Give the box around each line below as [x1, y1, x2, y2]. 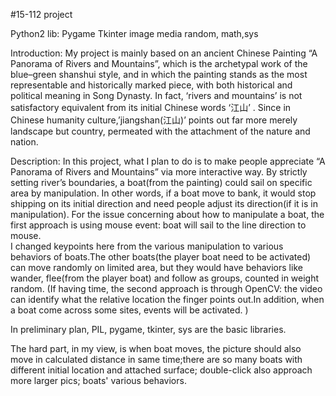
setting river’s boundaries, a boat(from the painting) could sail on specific [10, 177, 313, 188]
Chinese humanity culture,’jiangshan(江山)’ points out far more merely [10, 114, 298, 126]
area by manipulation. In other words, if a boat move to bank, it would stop [10, 187, 317, 199]
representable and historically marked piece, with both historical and [10, 79, 293, 91]
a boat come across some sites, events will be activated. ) [10, 304, 249, 316]
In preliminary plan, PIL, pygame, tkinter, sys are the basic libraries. [10, 324, 287, 335]
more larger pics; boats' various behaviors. [10, 375, 187, 386]
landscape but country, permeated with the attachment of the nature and [10, 125, 311, 137]
